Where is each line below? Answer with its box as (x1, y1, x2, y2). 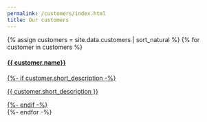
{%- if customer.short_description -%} (7, 74, 116, 82)
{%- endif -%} (7, 101, 48, 109)
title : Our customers (7, 17, 69, 23)
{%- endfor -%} (7, 108, 52, 116)
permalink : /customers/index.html (7, 10, 107, 17)
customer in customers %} (7, 43, 83, 51)
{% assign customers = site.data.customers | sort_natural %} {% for (7, 35, 200, 43)
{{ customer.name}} (7, 59, 67, 67)
